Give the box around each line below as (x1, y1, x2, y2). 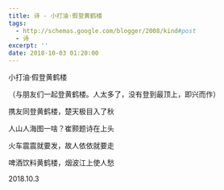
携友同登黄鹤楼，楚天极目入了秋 (8, 106, 114, 116)
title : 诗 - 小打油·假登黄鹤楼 (8, 11, 102, 20)
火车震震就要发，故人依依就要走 (8, 141, 114, 150)
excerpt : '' (8, 42, 48, 50)
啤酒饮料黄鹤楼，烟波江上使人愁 (8, 158, 114, 167)
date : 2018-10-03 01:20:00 (8, 49, 99, 57)
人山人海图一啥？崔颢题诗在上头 (8, 124, 114, 133)
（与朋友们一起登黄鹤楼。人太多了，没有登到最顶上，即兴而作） (8, 89, 220, 99)
